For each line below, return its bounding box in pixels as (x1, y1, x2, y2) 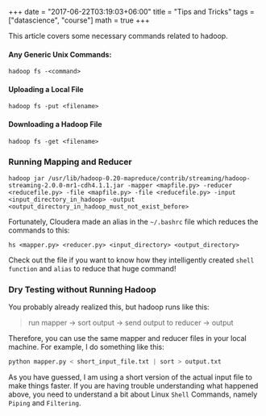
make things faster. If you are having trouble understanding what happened (8, 381, 259, 391)
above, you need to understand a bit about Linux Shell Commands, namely (8, 389, 258, 399)
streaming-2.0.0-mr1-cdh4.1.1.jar (8, 181, 125, 189)
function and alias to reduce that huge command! (8, 263, 177, 273)
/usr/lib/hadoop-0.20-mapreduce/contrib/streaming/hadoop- (48, 174, 251, 183)
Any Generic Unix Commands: (8, 49, 112, 59)
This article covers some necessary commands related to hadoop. (8, 32, 228, 40)
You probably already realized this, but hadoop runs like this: (8, 302, 210, 312)
